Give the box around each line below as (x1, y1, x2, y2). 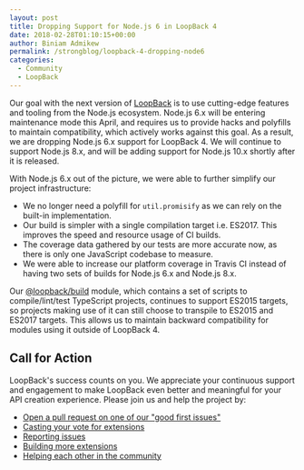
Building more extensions (22, 440, 118, 451)
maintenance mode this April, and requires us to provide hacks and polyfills (9, 116, 291, 127)
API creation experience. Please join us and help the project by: (9, 394, 247, 405)
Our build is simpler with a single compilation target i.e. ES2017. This (22, 219, 278, 230)
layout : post (9, 13, 59, 23)
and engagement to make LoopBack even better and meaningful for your (9, 384, 282, 395)
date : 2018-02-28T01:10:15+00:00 (9, 30, 136, 39)
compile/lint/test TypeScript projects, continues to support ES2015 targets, (9, 295, 289, 305)
